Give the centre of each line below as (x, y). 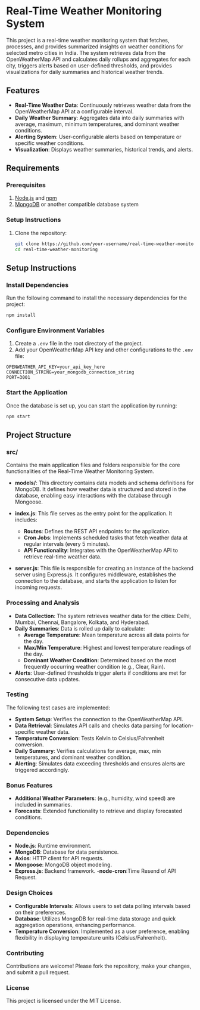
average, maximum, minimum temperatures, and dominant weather (97, 124)
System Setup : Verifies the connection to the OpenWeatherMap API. (99, 719)
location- (183, 725)
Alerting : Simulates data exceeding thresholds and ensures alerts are (100, 763)
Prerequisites (26, 185)
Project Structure (39, 435)
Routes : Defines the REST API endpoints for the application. (97, 532)
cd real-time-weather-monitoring (56, 249)
